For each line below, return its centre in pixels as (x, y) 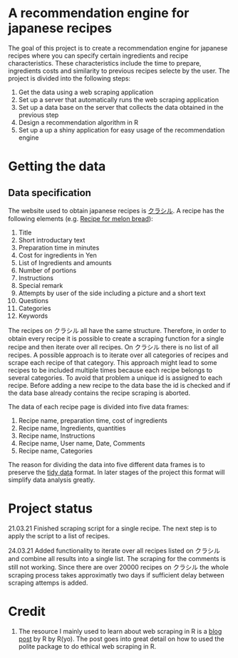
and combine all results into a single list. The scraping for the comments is (117, 558)
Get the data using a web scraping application (86, 92)
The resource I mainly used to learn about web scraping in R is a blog (120, 631)
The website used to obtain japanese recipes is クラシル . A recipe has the (117, 210)
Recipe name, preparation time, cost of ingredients (93, 420)
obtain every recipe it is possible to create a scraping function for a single (116, 338)
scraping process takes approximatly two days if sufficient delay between (117, 575)
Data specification (50, 193)
